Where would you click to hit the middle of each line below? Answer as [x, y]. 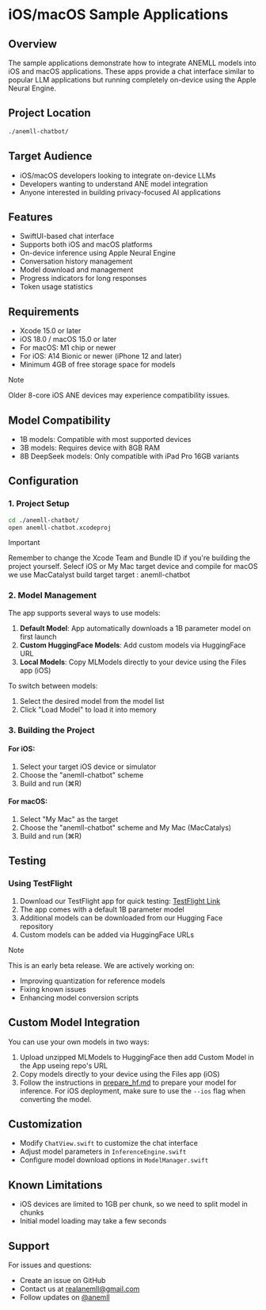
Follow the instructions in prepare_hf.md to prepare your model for [128, 1082]
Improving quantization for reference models [92, 981]
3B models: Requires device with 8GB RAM [90, 448]
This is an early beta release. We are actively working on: [101, 965]
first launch [38, 636]
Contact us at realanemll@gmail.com [80, 1289]
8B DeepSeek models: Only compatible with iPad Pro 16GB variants [129, 456]
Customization [46, 1124]
